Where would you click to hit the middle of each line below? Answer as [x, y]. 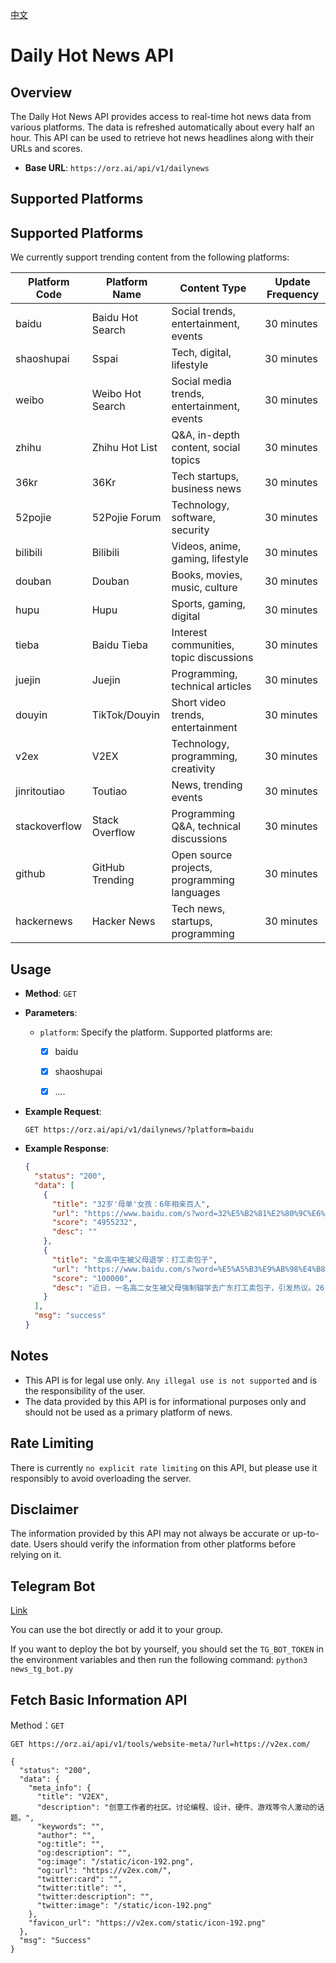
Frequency [293, 295]
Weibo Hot [116, 394]
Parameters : [51, 1013]
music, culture [204, 588]
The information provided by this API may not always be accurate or [150, 1534]
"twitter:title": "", [82, 1888]
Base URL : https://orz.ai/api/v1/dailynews [117, 167]
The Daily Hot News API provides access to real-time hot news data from [161, 116]
